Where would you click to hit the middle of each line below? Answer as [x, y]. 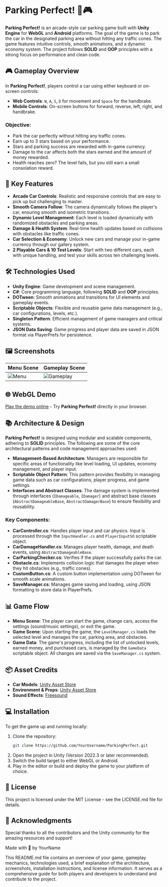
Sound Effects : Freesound [40, 695]
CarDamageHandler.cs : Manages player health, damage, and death [83, 547]
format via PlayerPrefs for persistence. [53, 335]
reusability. [24, 507]
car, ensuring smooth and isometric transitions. [61, 212]
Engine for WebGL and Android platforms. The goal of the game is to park [82, 33]
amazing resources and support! [39, 838]
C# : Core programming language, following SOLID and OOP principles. [86, 292]
